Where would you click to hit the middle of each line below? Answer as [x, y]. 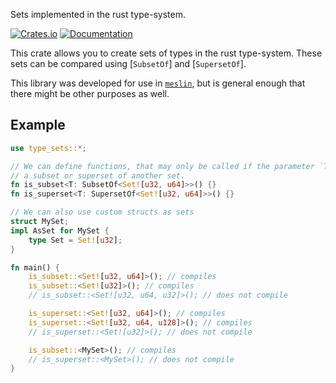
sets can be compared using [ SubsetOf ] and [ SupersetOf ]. [128, 63]
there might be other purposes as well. [90, 93]
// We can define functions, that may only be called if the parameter [162, 166]
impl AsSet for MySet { [60, 230]
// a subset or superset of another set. [98, 175]
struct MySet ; [40, 222]
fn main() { [35, 267]
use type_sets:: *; [48, 148]
